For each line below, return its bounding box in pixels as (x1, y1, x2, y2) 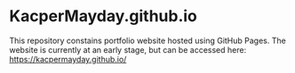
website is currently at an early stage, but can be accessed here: (9, 44, 247, 55)
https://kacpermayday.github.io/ (9, 54, 127, 64)
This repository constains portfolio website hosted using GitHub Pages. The (9, 35, 286, 46)
